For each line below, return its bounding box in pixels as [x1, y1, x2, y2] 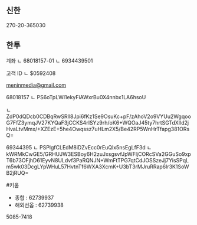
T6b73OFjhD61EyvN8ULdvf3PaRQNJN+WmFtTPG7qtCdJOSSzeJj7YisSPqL [6, 156, 189, 164]
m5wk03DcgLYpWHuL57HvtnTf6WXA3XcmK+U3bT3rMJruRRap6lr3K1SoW [6, 163, 189, 170]
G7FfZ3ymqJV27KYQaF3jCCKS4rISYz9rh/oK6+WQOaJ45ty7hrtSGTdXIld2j [6, 119, 189, 126]
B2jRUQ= [6, 169, 29, 176]
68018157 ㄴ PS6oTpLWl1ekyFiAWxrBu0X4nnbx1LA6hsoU [6, 93, 146, 100]
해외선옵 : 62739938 [14, 201, 64, 208]
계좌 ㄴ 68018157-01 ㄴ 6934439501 [6, 57, 93, 64]
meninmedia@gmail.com [6, 81, 67, 89]
